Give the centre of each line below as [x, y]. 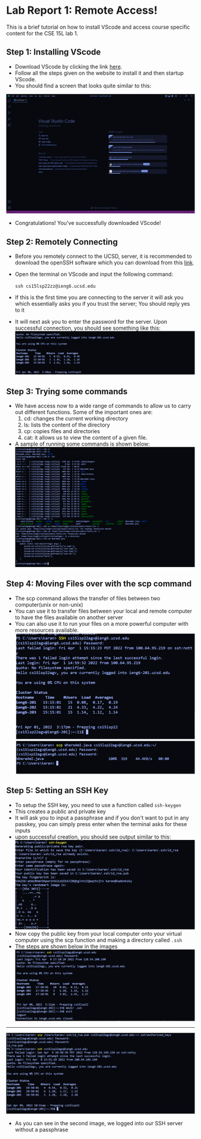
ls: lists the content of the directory [67, 425]
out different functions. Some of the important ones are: [84, 412]
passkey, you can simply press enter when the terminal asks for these [101, 824]
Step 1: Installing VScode [54, 52]
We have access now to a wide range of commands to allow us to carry [103, 406]
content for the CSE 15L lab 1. [42, 33]
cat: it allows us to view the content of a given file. [86, 438]
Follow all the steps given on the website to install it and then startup [99, 73]
